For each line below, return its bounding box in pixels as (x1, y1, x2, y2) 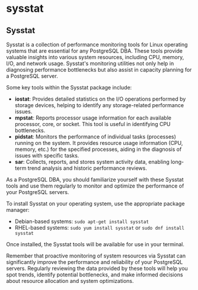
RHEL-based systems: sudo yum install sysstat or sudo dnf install (14, 224, 185, 231)
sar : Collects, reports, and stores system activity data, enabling (14, 159, 170, 165)
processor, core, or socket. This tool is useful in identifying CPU (14, 121, 171, 127)
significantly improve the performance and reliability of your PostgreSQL (6, 259, 183, 265)
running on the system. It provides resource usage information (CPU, (14, 140, 183, 146)
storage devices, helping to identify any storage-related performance (14, 102, 184, 108)
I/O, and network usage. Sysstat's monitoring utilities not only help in (6, 60, 174, 67)
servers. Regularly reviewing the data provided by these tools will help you (6, 265, 188, 272)
